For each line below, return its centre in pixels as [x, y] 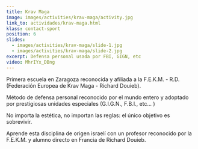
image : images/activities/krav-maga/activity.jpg [70, 17]
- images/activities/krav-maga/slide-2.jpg [67, 51]
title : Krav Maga [28, 12]
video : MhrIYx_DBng [31, 62]
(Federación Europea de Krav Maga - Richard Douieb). [74, 85]
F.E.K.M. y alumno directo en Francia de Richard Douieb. [76, 139]
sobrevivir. [19, 121]
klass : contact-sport [33, 29]
